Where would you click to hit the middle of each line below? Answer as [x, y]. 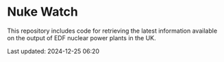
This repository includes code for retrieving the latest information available [112, 31]
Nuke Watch [43, 12]
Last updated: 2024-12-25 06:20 [53, 51]
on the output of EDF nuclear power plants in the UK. [82, 37]
